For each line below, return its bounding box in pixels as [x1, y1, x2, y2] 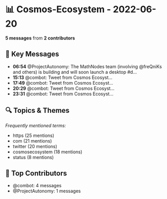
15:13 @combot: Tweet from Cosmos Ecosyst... [12, 74, 113, 81]
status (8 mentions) [12, 154, 54, 160]
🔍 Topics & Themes [5, 106, 70, 115]
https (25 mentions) [12, 132, 55, 138]
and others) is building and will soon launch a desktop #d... [12, 69, 137, 75]
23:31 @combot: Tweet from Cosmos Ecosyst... [12, 90, 114, 97]
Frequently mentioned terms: [5, 122, 66, 128]
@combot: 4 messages [12, 183, 62, 189]
